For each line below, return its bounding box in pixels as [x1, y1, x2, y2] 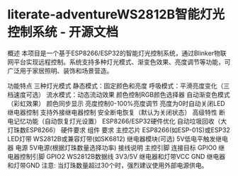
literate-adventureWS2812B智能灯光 [7, 6, 225, 23]
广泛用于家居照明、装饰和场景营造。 [7, 66, 113, 75]
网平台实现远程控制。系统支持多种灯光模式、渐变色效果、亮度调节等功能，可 [7, 57, 231, 66]
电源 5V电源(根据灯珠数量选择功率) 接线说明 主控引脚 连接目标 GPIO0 [15, 143, 217, 152]
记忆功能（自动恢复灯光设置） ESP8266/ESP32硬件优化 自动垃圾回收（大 [13, 117, 227, 125]
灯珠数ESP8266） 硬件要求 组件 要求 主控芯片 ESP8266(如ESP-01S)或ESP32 [7, 125, 230, 134]
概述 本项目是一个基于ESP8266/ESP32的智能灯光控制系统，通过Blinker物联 [7, 49, 227, 57]
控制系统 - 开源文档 [7, 24, 119, 40]
